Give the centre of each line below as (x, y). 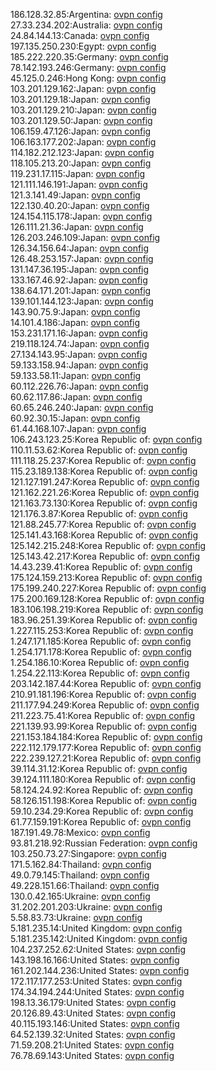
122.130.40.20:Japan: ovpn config (80, 205)
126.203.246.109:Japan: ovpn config (85, 237)
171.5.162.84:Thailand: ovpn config (81, 864)
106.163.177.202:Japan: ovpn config (83, 142)
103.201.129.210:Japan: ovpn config (83, 110)
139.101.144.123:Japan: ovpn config (82, 301)
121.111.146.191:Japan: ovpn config (79, 184)
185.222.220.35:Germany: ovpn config (89, 57)
